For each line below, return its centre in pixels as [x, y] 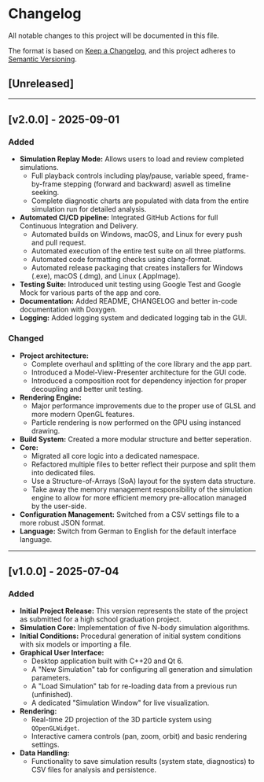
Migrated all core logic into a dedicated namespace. [115, 456]
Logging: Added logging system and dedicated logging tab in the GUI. [133, 318]
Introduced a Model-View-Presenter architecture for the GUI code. [139, 372]
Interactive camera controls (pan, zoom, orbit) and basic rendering [139, 736]
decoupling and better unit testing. [87, 389]
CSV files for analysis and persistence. [94, 770]
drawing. [46, 430]
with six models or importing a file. [75, 644]
